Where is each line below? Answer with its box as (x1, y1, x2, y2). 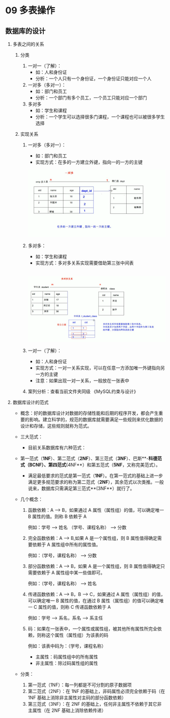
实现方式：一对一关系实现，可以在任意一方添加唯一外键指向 (35, 364, 161, 370)
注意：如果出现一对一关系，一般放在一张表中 (35, 377, 130, 383)
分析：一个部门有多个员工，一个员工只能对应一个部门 (35, 95, 148, 101)
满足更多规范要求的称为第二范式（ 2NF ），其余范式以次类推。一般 (27, 479, 164, 485)
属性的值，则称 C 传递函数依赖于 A (38, 604, 111, 610)
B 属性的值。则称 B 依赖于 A (27, 513, 87, 519)
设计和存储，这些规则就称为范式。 (20, 423, 92, 429)
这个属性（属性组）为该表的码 (45, 632, 108, 638)
